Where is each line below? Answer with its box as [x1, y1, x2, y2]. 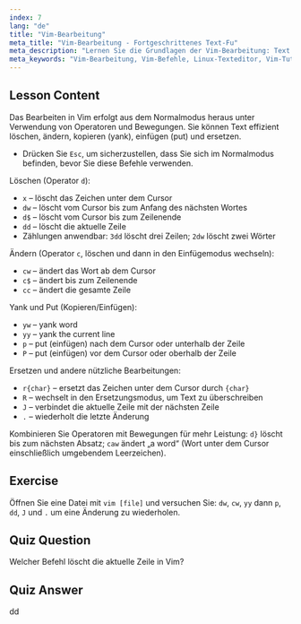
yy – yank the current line [21, 328, 116, 339]
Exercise [9, 473, 59, 489]
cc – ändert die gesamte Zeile [21, 284, 132, 295]
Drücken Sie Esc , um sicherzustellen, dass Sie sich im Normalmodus [21, 148, 275, 159]
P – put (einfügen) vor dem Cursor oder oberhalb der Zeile [21, 347, 237, 359]
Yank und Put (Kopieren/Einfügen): [9, 301, 137, 312]
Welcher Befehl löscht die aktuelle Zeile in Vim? [9, 557, 185, 568]
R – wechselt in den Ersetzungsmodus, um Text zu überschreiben [21, 392, 263, 403]
